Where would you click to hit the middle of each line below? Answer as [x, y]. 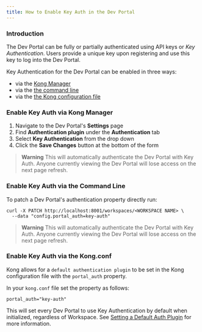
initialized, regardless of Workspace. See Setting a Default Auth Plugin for [99, 317]
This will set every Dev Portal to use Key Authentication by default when [97, 311]
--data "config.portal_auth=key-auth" [61, 216]
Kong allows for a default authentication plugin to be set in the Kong [95, 270]
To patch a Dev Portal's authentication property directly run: [82, 199]
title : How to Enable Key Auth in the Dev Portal [71, 12]
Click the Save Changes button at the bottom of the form [87, 145]
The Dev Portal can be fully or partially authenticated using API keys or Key [101, 47]
